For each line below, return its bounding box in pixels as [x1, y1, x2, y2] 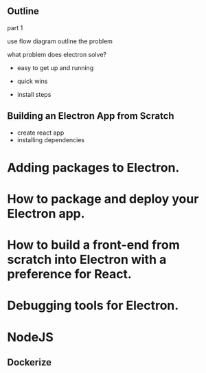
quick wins [16, 77, 48, 85]
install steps [16, 90, 51, 98]
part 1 [7, 23, 23, 32]
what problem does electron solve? [7, 50, 106, 58]
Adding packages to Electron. [7, 159, 180, 175]
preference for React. [7, 267, 132, 282]
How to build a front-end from [7, 237, 180, 253]
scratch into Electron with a [7, 252, 167, 267]
